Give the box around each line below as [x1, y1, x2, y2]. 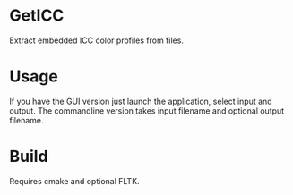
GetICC [9, 5, 65, 26]
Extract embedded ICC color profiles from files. [9, 35, 184, 46]
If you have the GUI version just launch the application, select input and [9, 96, 272, 106]
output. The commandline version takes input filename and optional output [9, 105, 285, 116]
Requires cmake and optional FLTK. [9, 175, 141, 186]
